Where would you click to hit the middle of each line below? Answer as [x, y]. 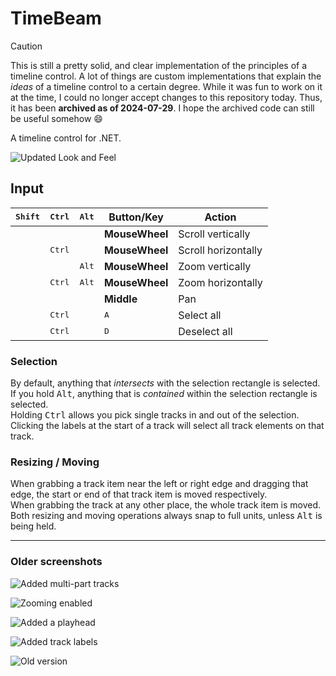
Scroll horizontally [220, 250]
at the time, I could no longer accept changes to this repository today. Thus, [166, 97]
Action [220, 217]
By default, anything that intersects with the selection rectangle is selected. [165, 383]
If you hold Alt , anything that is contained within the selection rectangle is [164, 394]
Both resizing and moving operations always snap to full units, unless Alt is [166, 516]
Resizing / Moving [55, 462]
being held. [33, 526]
